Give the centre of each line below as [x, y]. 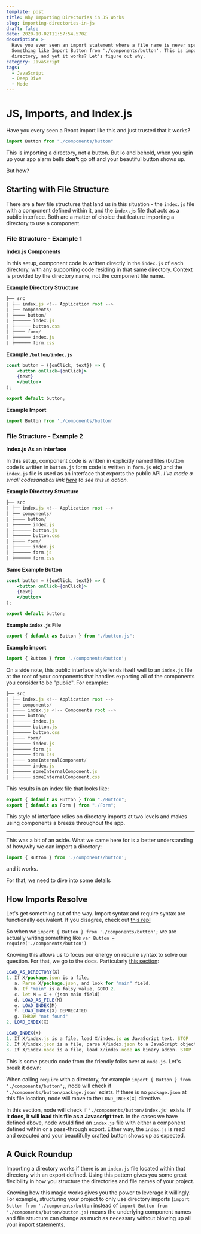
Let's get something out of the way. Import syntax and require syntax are [96, 914]
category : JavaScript [33, 62]
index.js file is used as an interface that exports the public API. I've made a [100, 474]
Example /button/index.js [39, 354]
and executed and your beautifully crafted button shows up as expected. [96, 1135]
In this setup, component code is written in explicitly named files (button [95, 461]
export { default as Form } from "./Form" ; [61, 805]
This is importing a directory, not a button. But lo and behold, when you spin [100, 153]
